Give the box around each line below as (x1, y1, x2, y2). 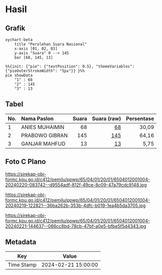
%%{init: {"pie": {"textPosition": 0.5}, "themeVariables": (5, 64, 135, 69)
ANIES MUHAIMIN (21, 124, 65, 131)
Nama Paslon (21, 115, 54, 122)
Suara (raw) (92, 115, 121, 122)
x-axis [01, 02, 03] (14, 46, 58, 51)
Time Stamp (8, 261, 37, 268)
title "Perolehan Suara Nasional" (14, 42, 87, 47)
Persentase (126, 115, 154, 122)
